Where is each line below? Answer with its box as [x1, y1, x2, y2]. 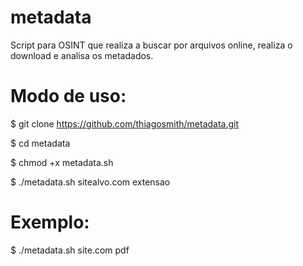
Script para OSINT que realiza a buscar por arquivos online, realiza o [10, 39, 293, 51]
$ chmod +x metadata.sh [10, 156, 114, 168]
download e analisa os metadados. [10, 49, 154, 61]
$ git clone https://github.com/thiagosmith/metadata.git [10, 117, 240, 130]
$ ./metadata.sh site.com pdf [10, 244, 130, 256]
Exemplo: [10, 211, 90, 234]
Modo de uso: [10, 85, 127, 108]
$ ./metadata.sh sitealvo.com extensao [10, 176, 171, 188]
